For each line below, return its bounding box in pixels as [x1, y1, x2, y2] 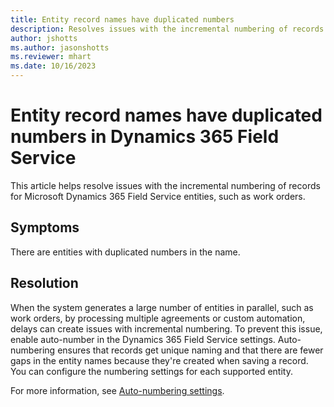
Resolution [10, 275, 79, 292]
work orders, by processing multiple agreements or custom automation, [10, 312, 306, 324]
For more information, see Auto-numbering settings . [10, 384, 225, 396]
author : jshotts [10, 33, 78, 43]
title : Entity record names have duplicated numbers [10, 14, 235, 25]
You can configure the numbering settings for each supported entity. [10, 365, 293, 377]
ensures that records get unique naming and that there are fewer [57, 344, 324, 356]
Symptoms [10, 219, 80, 236]
